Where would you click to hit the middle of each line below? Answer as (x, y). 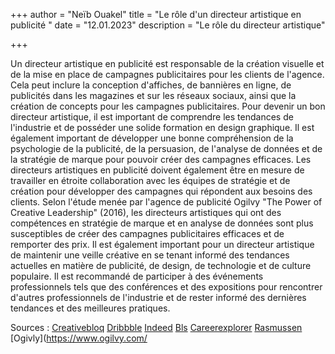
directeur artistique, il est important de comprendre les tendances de (152, 117)
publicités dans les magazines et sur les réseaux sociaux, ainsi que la (153, 95)
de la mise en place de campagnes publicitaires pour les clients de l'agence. (167, 74)
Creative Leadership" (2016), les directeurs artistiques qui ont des (146, 212)
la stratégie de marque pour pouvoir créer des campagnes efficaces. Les (161, 159)
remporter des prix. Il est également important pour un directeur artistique (162, 244)
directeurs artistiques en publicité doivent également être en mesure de (157, 170)
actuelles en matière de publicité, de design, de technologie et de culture (161, 265)
